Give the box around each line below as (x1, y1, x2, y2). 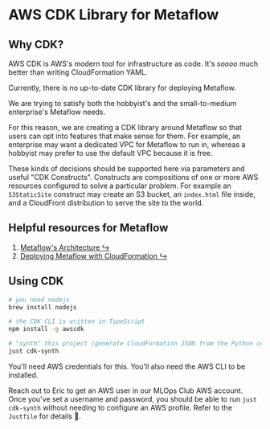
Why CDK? (8, 38, 64, 51)
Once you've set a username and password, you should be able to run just (8, 394, 257, 403)
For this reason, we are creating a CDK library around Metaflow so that (8, 123, 243, 132)
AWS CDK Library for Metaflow (8, 6, 219, 24)
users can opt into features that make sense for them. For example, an (8, 131, 241, 141)
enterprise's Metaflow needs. (8, 107, 106, 116)
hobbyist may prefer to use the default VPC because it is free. (8, 149, 213, 157)
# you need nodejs (8, 296, 70, 304)
